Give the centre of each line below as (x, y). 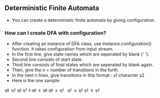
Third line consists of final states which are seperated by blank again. (82, 65)
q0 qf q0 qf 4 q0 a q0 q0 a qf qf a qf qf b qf (52, 91)
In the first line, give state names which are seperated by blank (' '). (80, 54)
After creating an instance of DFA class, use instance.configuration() (82, 44)
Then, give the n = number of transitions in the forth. (65, 70)
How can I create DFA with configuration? (55, 33)
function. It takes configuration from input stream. (63, 49)
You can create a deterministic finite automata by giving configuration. (83, 20)
